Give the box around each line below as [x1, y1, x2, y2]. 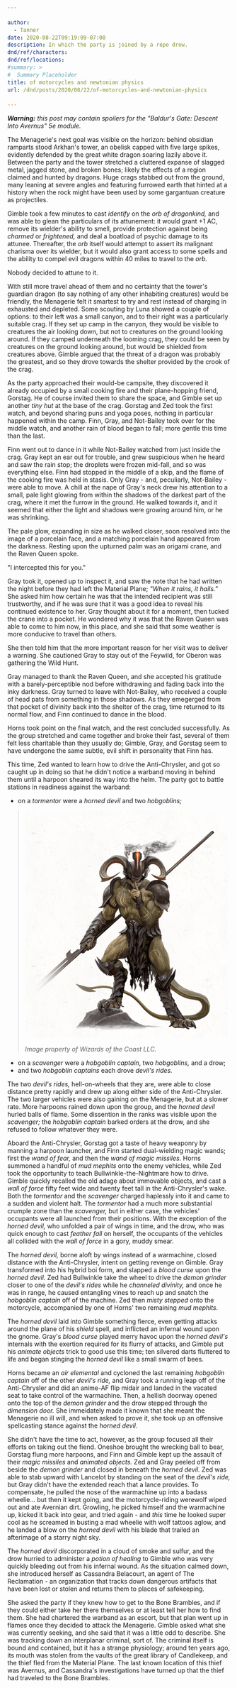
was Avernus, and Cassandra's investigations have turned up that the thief [7, 1666, 224, 1675]
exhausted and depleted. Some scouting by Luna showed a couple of [7, 305, 209, 314]
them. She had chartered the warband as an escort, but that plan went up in [7, 1613, 229, 1622]
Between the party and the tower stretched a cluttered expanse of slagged [7, 158, 225, 167]
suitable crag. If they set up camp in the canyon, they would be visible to [7, 320, 219, 329]
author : [7, 18, 30, 26]
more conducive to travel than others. [7, 630, 117, 639]
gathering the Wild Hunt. [7, 658, 79, 667]
